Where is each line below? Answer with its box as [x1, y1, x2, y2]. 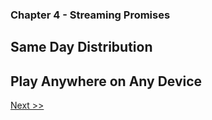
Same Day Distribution [10, 39, 153, 56]
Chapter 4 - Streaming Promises [10, 8, 171, 22]
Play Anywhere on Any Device [10, 73, 203, 90]
